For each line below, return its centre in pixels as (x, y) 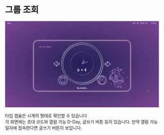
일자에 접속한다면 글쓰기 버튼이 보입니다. (43, 128)
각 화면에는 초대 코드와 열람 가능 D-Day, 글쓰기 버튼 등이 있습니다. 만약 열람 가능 (82, 121)
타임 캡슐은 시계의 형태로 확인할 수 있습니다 (46, 116)
